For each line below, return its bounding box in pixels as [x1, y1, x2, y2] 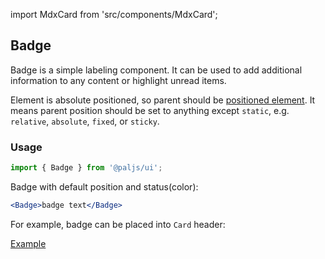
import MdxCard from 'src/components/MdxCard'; [10, 9, 218, 20]
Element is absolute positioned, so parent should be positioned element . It [10, 94, 316, 106]
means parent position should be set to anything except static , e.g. [10, 104, 290, 116]
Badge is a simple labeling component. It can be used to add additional [10, 64, 303, 76]
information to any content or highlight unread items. [10, 74, 227, 86]
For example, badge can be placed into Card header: [10, 218, 226, 230]
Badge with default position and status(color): [10, 180, 199, 193]
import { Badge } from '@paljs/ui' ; [10, 163, 163, 173]
